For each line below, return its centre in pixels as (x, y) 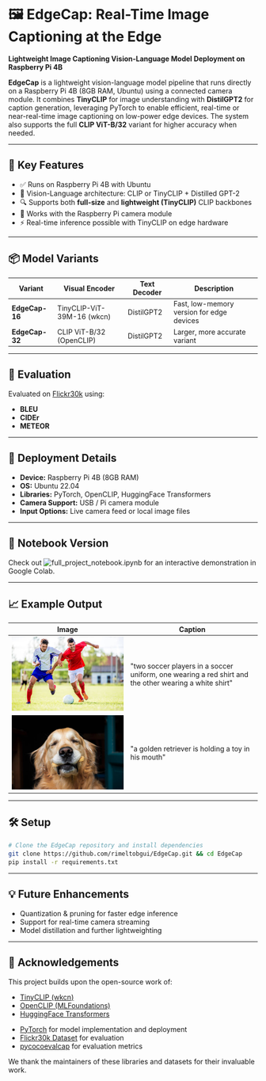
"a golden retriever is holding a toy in (190, 749)
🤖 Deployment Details (63, 458)
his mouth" (148, 757)
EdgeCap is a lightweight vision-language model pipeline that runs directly (130, 82)
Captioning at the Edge (85, 37)
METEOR (34, 426)
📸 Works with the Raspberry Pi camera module (96, 213)
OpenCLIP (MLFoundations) (65, 1005)
